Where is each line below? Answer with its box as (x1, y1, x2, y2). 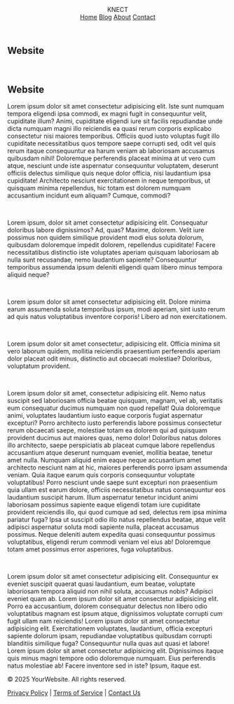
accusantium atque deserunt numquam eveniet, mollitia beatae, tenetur (7, 449, 213, 457)
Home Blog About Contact (79, 13, 156, 21)
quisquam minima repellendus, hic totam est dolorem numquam (7, 184, 191, 192)
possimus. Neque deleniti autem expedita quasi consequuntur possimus (7, 530, 216, 539)
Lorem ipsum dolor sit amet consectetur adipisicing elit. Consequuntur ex (7, 572, 219, 581)
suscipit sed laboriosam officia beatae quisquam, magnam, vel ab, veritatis (7, 397, 223, 405)
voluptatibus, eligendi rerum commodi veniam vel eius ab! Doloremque (7, 537, 211, 547)
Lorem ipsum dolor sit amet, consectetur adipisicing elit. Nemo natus (7, 389, 206, 397)
